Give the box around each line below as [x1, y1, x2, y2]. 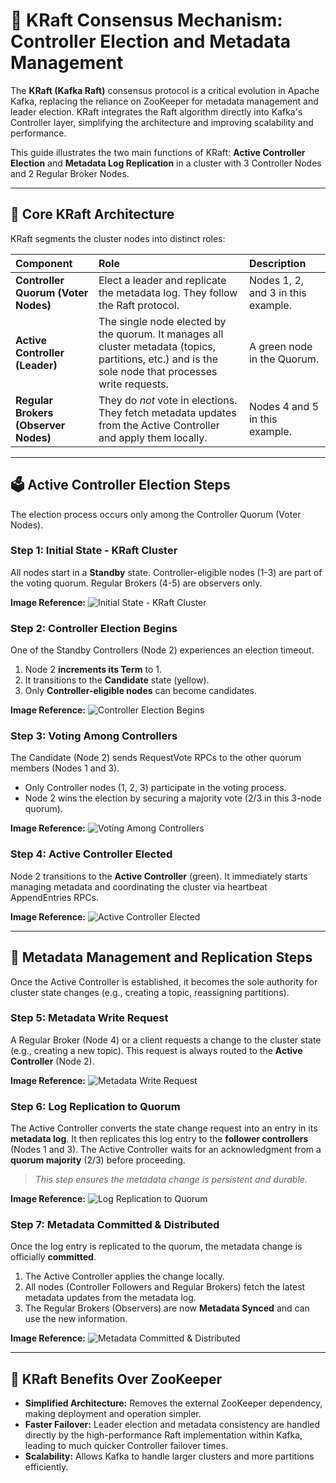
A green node [248, 339, 313, 353]
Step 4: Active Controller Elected [10, 847, 173, 861]
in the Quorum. [248, 352, 319, 366]
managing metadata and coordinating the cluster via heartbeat [10, 880, 268, 893]
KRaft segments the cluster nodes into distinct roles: [10, 232, 226, 244]
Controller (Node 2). [10, 1055, 95, 1067]
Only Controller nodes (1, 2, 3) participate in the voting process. [24, 782, 287, 794]
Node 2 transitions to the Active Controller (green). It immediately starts [10, 870, 308, 882]
